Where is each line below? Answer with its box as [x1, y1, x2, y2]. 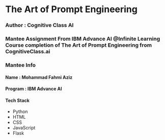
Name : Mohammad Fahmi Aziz [5, 74, 73, 80]
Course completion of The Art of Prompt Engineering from [5, 42, 152, 49]
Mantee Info [5, 61, 36, 68]
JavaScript [12, 125, 36, 131]
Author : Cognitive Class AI [5, 22, 74, 29]
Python [12, 109, 28, 115]
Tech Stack [5, 97, 30, 103]
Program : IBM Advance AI [5, 86, 62, 92]
